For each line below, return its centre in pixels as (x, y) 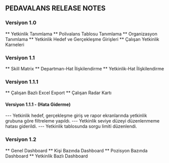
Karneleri (15, 45)
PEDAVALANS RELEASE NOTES (55, 8)
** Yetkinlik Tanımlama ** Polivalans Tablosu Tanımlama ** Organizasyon (81, 34)
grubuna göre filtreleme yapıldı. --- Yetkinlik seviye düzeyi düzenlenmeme (82, 121)
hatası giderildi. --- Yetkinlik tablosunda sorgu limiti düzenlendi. (71, 127)
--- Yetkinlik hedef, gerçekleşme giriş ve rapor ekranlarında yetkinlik (76, 115)
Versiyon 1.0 (21, 23)
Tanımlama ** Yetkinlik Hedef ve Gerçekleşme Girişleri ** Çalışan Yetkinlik (82, 39)
